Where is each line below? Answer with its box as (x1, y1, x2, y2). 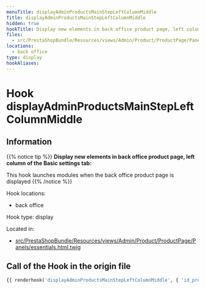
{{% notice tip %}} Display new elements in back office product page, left (6, 153, 195, 160)
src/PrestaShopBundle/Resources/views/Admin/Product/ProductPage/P (15, 236, 196, 244)
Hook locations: (6, 189, 46, 197)
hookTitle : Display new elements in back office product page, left (6, 26, 184, 32)
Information (6, 137, 52, 147)
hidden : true (6, 20, 40, 26)
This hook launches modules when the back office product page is (6, 171, 174, 178)
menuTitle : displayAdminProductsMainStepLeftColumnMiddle (6, 9, 157, 15)
